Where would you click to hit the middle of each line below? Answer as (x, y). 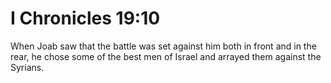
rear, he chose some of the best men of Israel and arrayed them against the (166, 56)
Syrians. (27, 67)
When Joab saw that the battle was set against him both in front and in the (163, 46)
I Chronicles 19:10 (85, 18)
